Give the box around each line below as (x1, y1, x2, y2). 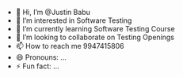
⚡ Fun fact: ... (15, 61, 59, 71)
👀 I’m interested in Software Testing (15, 16, 132, 25)
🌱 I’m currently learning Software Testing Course (15, 24, 176, 33)
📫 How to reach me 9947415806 (15, 42, 124, 50)
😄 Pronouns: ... (15, 53, 67, 62)
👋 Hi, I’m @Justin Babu (15, 8, 91, 16)
